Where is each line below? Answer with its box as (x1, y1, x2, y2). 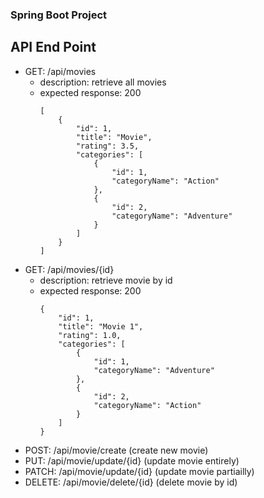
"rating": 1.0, (58, 330, 122, 340)
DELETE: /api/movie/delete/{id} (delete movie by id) (24, 476, 238, 488)
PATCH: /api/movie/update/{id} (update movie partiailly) (24, 465, 255, 477)
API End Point (10, 39, 97, 56)
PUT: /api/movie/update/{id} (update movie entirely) (24, 454, 240, 467)
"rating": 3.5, (75, 141, 140, 151)
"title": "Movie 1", (58, 321, 144, 332)
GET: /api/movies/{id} (24, 263, 115, 275)
